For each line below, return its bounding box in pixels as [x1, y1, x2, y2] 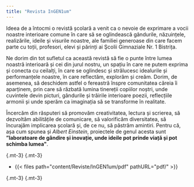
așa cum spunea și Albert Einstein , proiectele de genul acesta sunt [6, 128, 167, 135]
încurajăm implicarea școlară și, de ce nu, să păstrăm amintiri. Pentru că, [6, 122, 181, 129]
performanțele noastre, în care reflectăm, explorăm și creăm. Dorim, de [6, 73, 178, 80]
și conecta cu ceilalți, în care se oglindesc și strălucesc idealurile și [6, 67, 168, 74]
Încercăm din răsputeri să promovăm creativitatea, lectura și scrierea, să [6, 109, 181, 116]
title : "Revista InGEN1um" [6, 8, 72, 15]
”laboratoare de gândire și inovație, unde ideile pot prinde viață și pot [6, 134, 178, 141]
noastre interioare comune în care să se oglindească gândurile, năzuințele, [6, 30, 186, 38]
